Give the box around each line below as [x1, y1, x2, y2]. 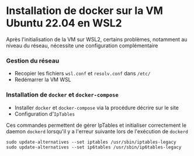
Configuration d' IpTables [14, 110, 75, 117]
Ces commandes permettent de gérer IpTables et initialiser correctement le [6, 122, 187, 129]
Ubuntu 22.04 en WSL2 [6, 16, 123, 30]
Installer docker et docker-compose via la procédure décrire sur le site [14, 104, 179, 111]
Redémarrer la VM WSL [14, 76, 71, 83]
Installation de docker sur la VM [6, 4, 164, 18]
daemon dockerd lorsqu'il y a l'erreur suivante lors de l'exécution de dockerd [6, 127, 189, 135]
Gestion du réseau [6, 57, 60, 65]
